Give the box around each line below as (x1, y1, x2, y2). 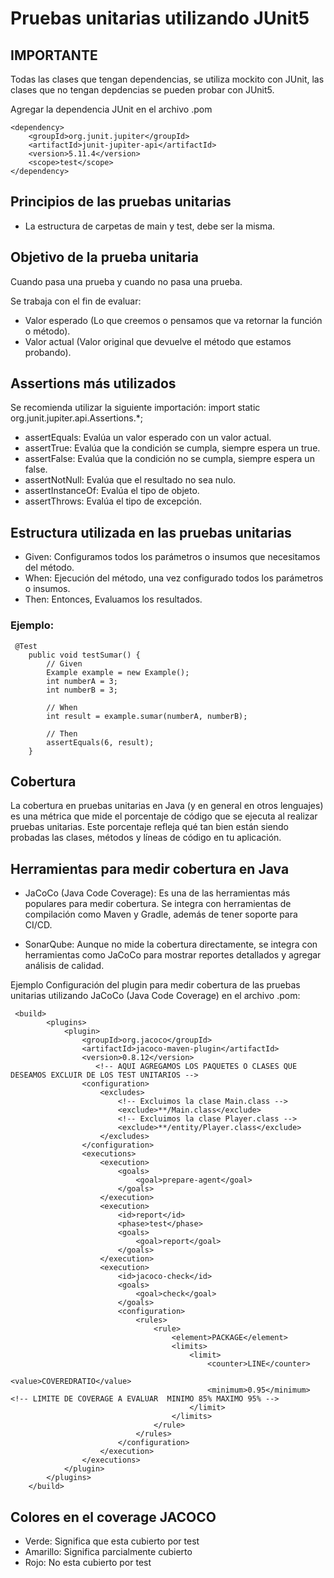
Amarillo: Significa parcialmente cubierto (24, 1545, 193, 1557)
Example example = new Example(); (46, 667, 190, 677)
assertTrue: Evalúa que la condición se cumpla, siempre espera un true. (24, 442, 321, 454)
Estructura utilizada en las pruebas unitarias (10, 524, 292, 541)
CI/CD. (24, 919, 53, 931)
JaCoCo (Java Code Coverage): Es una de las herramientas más (24, 887, 291, 899)
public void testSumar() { (28, 650, 141, 660)
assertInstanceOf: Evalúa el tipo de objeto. (24, 485, 200, 497)
